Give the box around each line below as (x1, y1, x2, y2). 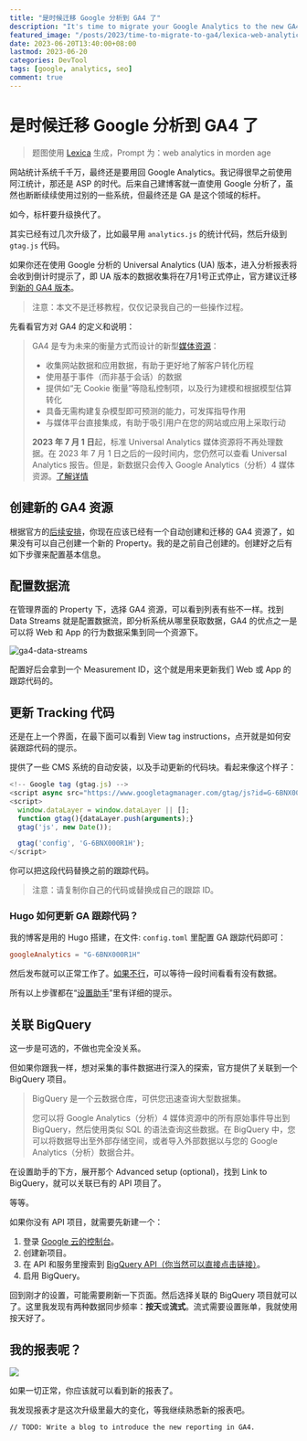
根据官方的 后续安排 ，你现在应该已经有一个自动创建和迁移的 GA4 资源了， (9, 526, 287, 537)
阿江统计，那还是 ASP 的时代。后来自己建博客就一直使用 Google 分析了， (9, 177, 286, 188)
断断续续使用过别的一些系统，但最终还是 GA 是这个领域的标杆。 (25, 189, 266, 200)
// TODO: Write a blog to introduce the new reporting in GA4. (9, 1423, 256, 1432)
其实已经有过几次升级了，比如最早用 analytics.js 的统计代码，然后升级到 (9, 228, 288, 239)
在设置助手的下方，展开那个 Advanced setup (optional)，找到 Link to (9, 1167, 268, 1178)
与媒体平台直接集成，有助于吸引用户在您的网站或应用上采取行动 (45, 417, 286, 428)
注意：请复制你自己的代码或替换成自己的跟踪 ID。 (31, 884, 219, 896)
